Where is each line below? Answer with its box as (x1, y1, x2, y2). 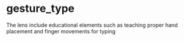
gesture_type (6, 2, 75, 15)
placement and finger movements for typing (6, 27, 116, 34)
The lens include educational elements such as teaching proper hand (6, 21, 178, 29)
